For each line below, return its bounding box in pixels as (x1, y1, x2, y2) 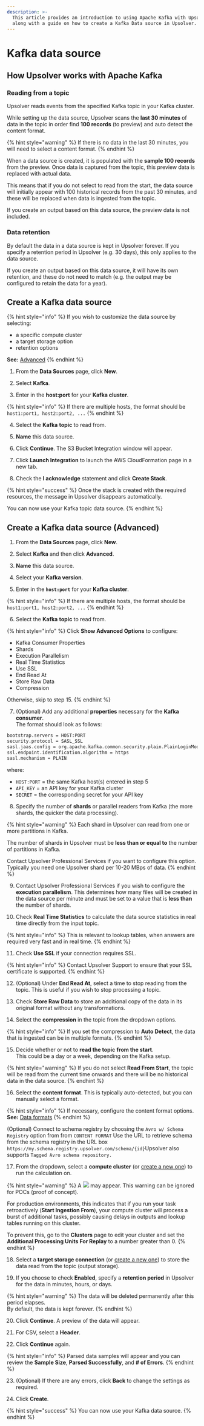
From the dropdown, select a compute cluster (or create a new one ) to (15, 1162, 193, 1170)
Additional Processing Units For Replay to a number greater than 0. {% (7, 1237, 186, 1245)
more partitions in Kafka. (7, 827, 68, 834)
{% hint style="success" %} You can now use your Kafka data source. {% (7, 1407, 191, 1414)
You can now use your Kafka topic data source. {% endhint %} (7, 505, 163, 512)
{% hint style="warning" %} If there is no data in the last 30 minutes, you (7, 139, 189, 146)
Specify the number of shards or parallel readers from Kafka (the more (15, 802, 193, 810)
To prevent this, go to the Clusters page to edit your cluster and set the (7, 1231, 185, 1238)
